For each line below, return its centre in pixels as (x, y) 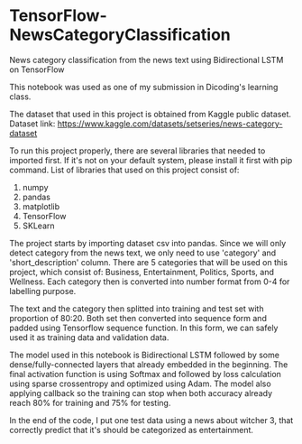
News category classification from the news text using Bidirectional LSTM (146, 60)
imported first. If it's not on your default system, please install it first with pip (151, 160)
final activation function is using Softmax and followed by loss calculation (146, 374)
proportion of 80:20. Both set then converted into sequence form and (138, 318)
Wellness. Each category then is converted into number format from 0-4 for (150, 282)
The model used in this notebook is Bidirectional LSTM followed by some (144, 355)
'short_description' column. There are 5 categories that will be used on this (149, 262)
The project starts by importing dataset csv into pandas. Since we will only (148, 243)
